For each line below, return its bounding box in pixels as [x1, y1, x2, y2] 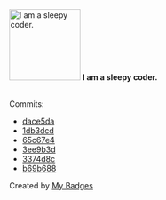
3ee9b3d [21, 144, 56, 155]
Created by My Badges [9, 180, 93, 190]
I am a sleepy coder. [82, 72, 158, 83]
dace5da [21, 116, 55, 126]
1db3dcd [21, 125, 55, 136]
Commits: [9, 99, 44, 109]
